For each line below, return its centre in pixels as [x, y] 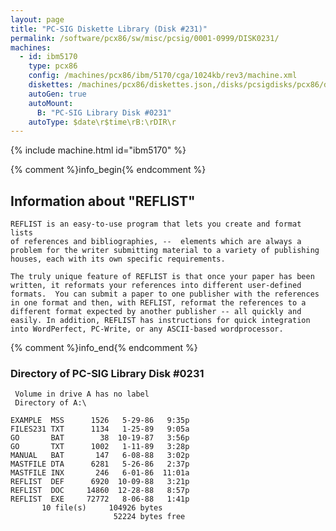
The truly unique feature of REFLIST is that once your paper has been [162, 277]
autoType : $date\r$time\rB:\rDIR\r [102, 122]
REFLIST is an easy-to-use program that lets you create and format [156, 224]
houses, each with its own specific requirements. [118, 259]
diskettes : [51, 85]
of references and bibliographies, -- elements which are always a [156, 242]
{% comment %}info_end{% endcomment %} [104, 348]
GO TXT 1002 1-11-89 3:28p [100, 447]
